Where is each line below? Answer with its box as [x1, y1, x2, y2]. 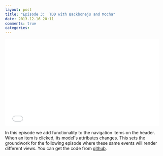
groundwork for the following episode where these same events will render [5, 140, 158, 146]
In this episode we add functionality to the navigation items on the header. [5, 130, 155, 136]
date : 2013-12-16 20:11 [5, 16, 54, 21]
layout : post [5, 7, 32, 12]
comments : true [5, 21, 36, 26]
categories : [5, 26, 30, 31]
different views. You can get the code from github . [5, 146, 107, 152]
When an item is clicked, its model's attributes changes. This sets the [5, 135, 146, 141]
